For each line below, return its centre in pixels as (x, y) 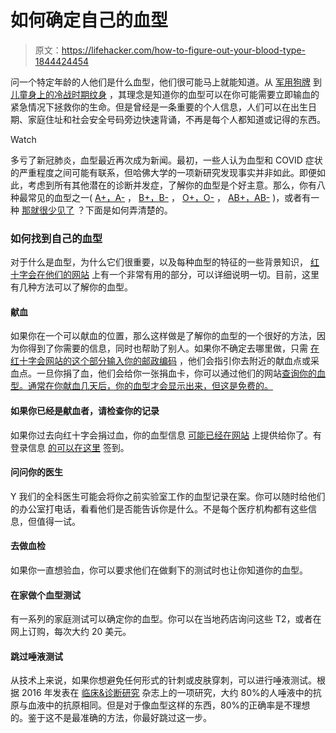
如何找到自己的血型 (56, 238)
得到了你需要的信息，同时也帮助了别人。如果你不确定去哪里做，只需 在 (173, 348)
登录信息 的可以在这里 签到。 (70, 447)
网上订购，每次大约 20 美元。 (71, 632)
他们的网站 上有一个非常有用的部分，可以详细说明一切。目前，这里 (182, 275)
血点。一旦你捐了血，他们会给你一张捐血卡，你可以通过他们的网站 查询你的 (163, 373)
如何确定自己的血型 (89, 20)
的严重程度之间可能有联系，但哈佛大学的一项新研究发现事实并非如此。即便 (163, 172)
